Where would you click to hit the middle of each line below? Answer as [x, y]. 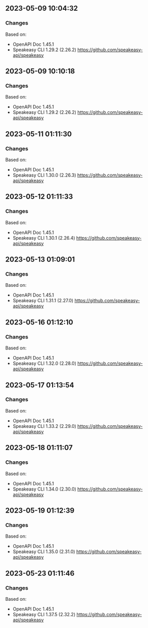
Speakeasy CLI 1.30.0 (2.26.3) [44, 175]
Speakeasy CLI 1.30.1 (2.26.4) [44, 238]
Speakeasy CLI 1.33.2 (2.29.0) [45, 426]
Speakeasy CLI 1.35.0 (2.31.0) [44, 552]
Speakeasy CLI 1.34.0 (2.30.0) [45, 489]
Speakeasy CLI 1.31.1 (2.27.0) [43, 301]
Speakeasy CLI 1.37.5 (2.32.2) [44, 614]
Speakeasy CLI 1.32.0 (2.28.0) [45, 363]
